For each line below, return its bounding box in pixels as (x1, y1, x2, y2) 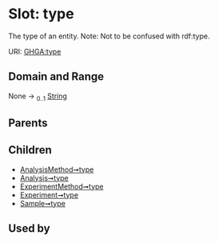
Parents (8, 116, 48, 129)
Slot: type (8, 5, 74, 23)
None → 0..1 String (8, 91, 68, 102)
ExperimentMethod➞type (19, 181, 104, 191)
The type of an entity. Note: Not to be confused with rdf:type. (8, 31, 210, 41)
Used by (8, 221, 50, 236)
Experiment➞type (19, 189, 78, 200)
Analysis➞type (19, 173, 69, 182)
